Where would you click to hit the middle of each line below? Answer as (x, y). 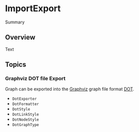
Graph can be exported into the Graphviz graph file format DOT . (69, 89)
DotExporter (24, 99)
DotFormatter (26, 104)
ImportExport (33, 9)
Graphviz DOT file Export (35, 79)
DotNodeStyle (26, 120)
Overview (20, 37)
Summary (15, 22)
